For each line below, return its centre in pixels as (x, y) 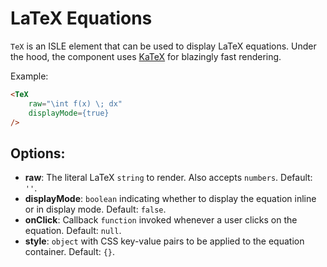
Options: (38, 153)
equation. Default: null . (73, 231)
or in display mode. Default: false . (95, 209)
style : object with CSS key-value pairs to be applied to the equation (164, 241)
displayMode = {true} (69, 113)
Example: (29, 76)
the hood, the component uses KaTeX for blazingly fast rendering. (146, 56)
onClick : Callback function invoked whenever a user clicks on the (161, 220)
